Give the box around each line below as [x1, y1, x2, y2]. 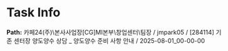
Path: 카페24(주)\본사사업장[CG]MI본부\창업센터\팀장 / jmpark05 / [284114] [6, 28, 215, 36]
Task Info [6, 5, 61, 20]
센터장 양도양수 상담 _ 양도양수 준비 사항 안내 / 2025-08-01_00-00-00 [13, 36, 205, 45]
